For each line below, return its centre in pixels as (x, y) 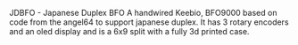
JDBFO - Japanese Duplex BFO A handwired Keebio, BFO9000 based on (143, 13)
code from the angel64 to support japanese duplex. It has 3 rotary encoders (149, 22)
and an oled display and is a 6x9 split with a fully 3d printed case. (129, 31)
